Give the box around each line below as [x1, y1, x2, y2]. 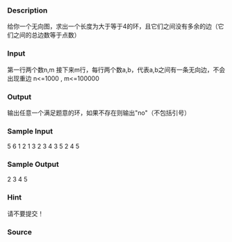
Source [7, 227, 33, 236]
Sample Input [7, 126, 53, 136]
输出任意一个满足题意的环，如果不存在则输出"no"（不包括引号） [7, 108, 191, 117]
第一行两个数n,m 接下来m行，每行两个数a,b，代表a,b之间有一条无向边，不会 [7, 65, 226, 74]
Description [7, 6, 48, 15]
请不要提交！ [7, 209, 44, 218]
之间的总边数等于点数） [13, 31, 81, 40]
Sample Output [7, 159, 59, 169]
